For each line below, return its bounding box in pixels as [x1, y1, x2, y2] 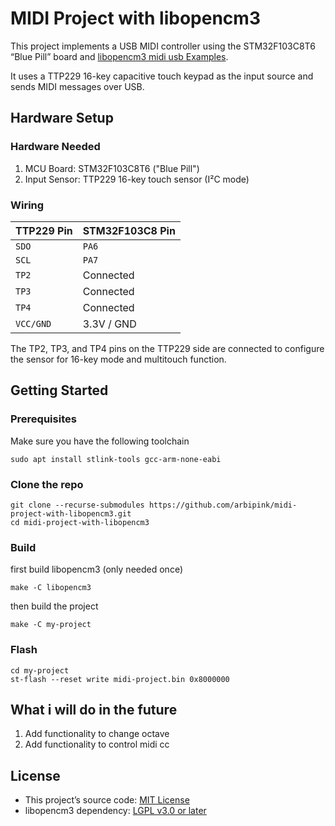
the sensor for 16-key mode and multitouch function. [10, 353, 227, 365]
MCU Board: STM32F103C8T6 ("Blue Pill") [24, 162, 200, 174]
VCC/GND [15, 318, 52, 329]
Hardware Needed [10, 140, 101, 154]
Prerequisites [10, 412, 77, 426]
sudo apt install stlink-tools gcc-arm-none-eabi [10, 454, 222, 464]
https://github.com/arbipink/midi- [148, 500, 298, 510]
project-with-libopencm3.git [10, 508, 132, 519]
